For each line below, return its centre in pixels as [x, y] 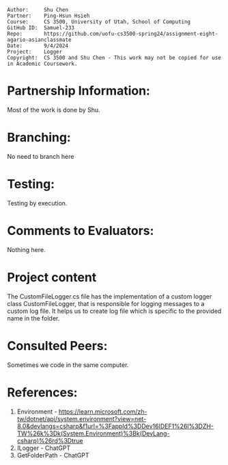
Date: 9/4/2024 [38, 46]
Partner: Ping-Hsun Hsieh [48, 16]
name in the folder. [33, 318]
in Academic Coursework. [42, 64]
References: [42, 392]
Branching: [39, 138]
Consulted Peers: [57, 345]
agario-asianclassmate [39, 40]
